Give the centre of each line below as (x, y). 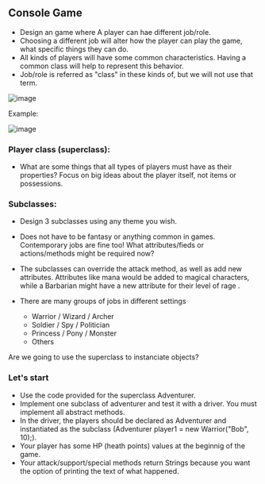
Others (42, 342)
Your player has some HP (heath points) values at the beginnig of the (132, 446)
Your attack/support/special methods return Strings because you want (135, 463)
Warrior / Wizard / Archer (73, 317)
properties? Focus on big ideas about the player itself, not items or (128, 175)
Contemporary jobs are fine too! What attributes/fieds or (112, 245)
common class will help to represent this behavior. (102, 66)
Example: (23, 113)
